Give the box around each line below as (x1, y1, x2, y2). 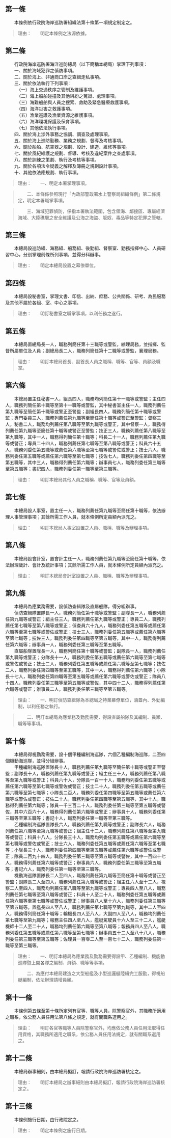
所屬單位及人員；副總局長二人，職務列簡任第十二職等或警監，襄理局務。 (9, 348, 161, 354)
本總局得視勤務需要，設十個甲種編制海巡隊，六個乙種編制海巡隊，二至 (14, 751, 161, 757)
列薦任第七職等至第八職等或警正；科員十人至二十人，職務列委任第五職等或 (5, 891, 161, 898)
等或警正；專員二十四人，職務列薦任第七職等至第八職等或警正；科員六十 (5, 440, 157, 446)
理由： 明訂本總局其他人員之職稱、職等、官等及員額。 (17, 476, 138, 482)
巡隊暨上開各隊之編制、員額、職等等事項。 (17, 960, 107, 966)
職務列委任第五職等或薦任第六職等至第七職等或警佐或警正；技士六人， (14, 446, 161, 452)
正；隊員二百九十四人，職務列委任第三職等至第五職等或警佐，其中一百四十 (5, 853, 161, 859)
